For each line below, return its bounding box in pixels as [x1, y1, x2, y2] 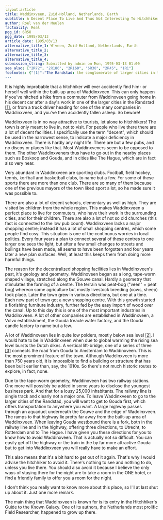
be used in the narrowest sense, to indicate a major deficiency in [5, 134, 134, 140]
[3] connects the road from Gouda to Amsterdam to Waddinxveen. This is [5, 347, 152, 353]
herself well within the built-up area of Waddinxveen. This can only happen [5, 88, 155, 95]
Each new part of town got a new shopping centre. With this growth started [5, 297, 155, 303]
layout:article [5, 7, 36, 12]
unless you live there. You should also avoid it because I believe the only [5, 465, 149, 470]
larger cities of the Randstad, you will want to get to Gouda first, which [5, 398, 146, 404]
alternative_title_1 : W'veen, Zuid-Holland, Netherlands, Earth [5, 43, 138, 48]
